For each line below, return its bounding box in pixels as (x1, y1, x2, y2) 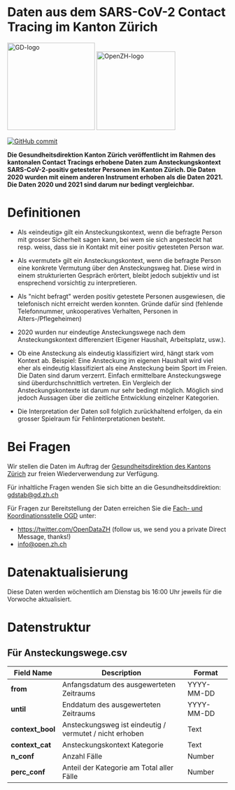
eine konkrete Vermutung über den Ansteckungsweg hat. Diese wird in (17, 264, 222, 272)
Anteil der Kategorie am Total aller (62, 763, 173, 773)
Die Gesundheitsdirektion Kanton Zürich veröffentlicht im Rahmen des (7, 150, 216, 159)
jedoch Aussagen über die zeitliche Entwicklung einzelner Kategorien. (17, 393, 220, 402)
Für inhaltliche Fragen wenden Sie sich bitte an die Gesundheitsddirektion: (7, 483, 222, 491)
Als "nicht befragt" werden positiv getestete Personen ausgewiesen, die (17, 292, 226, 301)
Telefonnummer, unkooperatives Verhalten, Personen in (17, 307, 178, 315)
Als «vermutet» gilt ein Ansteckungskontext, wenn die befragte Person (17, 256, 222, 264)
